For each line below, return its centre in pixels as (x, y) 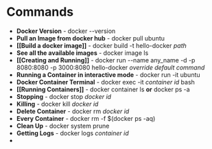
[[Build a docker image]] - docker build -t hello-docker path (101, 45)
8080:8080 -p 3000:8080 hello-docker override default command (110, 67)
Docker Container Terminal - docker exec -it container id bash (105, 82)
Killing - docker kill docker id (57, 104)
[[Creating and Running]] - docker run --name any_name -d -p (106, 60)
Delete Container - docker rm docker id (73, 111)
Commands (40, 12)
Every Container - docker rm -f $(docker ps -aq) (86, 118)
